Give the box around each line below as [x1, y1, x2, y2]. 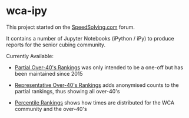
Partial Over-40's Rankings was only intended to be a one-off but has [14, 63, 184, 71]
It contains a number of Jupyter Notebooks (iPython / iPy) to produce [6, 35, 175, 42]
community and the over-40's [14, 105, 87, 112]
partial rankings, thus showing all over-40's [14, 87, 120, 95]
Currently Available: [6, 52, 54, 59]
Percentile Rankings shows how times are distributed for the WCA [14, 99, 175, 106]
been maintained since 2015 [14, 70, 84, 77]
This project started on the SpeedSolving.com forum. [6, 23, 135, 31]
